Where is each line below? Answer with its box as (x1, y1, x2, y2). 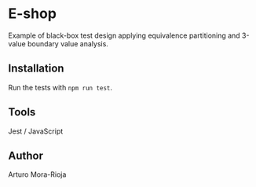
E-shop (8, 5, 57, 23)
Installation (8, 62, 64, 75)
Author (8, 148, 43, 162)
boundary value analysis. (27, 38, 108, 48)
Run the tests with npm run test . (8, 82, 112, 92)
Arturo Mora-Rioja (8, 170, 67, 179)
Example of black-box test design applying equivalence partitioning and (8, 31, 241, 40)
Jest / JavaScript (8, 126, 64, 136)
